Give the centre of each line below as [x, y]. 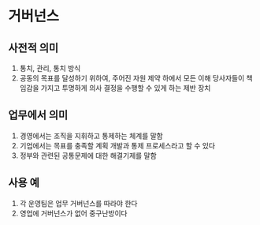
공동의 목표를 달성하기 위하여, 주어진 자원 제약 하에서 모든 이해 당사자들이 [132, 78]
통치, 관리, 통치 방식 [50, 68]
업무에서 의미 [38, 115]
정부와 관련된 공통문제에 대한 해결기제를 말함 [88, 156]
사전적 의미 [33, 48]
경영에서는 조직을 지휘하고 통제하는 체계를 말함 [91, 136]
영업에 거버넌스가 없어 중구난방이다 [73, 213]
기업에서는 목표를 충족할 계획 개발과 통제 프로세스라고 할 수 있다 [117, 145]
